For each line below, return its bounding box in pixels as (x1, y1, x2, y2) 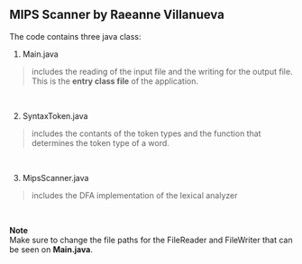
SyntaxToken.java (22, 110, 88, 121)
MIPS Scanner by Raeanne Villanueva (9, 7, 225, 23)
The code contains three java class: (9, 31, 142, 41)
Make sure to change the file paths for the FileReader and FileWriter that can (9, 234, 293, 245)
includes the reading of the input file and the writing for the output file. (31, 66, 293, 77)
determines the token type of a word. (31, 137, 169, 148)
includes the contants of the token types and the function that (31, 128, 261, 139)
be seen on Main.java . (9, 243, 93, 255)
